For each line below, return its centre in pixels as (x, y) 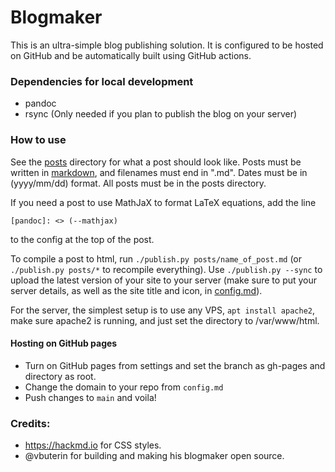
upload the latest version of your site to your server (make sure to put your (164, 280)
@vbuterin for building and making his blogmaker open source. (154, 456)
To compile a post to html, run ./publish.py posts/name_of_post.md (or (156, 258)
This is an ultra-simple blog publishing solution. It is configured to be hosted (167, 45)
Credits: (30, 423)
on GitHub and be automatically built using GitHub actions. (131, 55)
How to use (38, 140)
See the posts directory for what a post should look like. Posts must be (156, 162)
